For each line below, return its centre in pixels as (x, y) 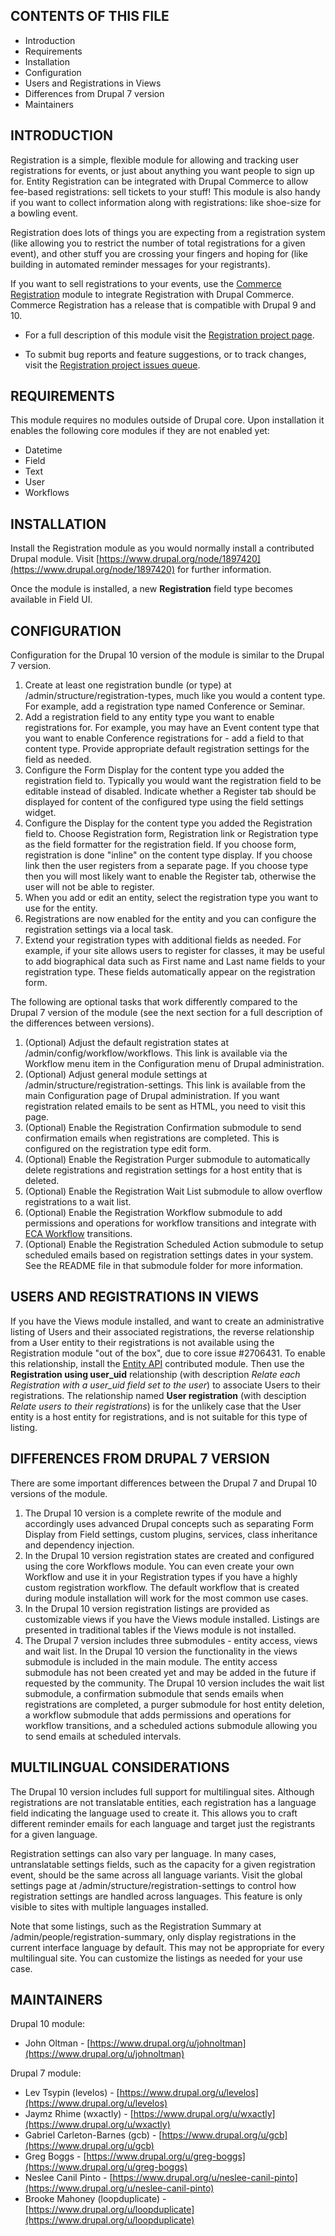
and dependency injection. (79, 1545)
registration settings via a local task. (99, 930)
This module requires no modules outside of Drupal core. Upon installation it (167, 420)
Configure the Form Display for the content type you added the (154, 770)
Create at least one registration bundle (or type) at (128, 685)
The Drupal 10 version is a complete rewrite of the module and (153, 1513)
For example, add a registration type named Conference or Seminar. (165, 706)
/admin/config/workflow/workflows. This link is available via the (156, 1053)
